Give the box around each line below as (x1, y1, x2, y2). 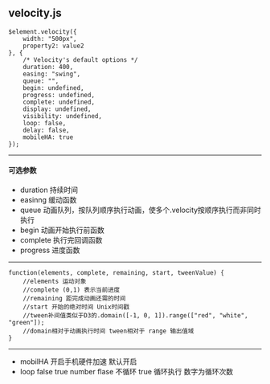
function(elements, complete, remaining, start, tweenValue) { (8, 269, 225, 277)
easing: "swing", (22, 70, 81, 78)
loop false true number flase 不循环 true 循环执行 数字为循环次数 (19, 367, 234, 377)
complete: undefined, (22, 98, 95, 106)
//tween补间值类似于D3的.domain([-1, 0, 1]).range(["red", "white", (22, 312, 248, 320)
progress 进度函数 (19, 245, 80, 255)
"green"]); (8, 319, 45, 327)
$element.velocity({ (8, 27, 78, 35)
